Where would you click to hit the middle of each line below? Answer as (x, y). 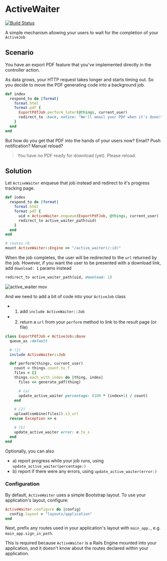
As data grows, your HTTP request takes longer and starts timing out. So (80, 79)
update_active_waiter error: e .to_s (52, 432)
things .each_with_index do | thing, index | (59, 378)
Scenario (19, 53)
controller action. (23, 70)
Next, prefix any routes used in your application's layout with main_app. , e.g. (83, 528)
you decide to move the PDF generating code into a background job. (75, 85)
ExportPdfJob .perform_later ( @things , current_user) (73, 112)
